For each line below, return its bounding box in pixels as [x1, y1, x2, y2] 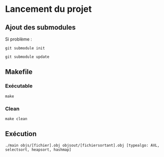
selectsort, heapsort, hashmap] [5, 147, 71, 152]
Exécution [5, 130, 37, 138]
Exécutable [5, 82, 33, 89]
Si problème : [5, 36, 32, 42]
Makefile [5, 68, 33, 76]
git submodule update [5, 54, 50, 59]
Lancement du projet [5, 3, 92, 15]
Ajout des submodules [5, 23, 76, 32]
